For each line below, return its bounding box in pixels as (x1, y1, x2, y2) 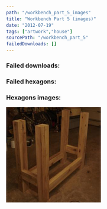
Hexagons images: (6, 93, 61, 101)
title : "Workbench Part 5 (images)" (6, 15, 96, 22)
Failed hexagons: (6, 77, 57, 86)
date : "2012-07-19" (6, 22, 54, 28)
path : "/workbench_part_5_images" (6, 10, 92, 15)
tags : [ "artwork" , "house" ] (6, 29, 73, 35)
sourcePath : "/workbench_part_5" (6, 35, 89, 41)
